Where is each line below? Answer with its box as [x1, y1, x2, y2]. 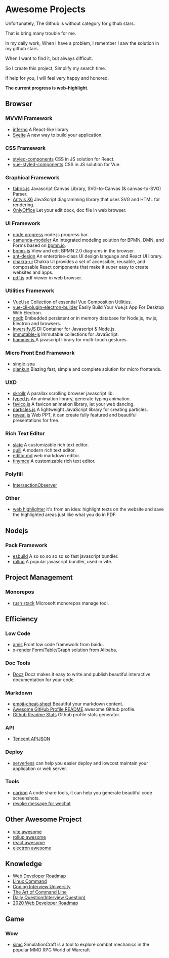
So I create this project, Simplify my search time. [5, 65, 106, 71]
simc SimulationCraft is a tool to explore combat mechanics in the [12, 941, 149, 948]
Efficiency [5, 615, 38, 623]
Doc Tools [5, 659, 30, 666]
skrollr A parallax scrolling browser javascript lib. [12, 390, 114, 397]
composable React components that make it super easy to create [12, 264, 149, 270]
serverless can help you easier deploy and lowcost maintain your [12, 760, 148, 766]
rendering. [12, 202, 34, 208]
